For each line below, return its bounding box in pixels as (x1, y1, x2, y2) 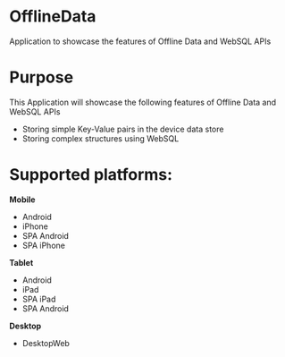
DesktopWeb (21, 337, 70, 348)
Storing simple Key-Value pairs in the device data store (21, 123, 224, 134)
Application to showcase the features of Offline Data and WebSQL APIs (9, 36, 272, 47)
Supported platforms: (9, 165, 172, 185)
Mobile (9, 194, 36, 205)
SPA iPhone (21, 240, 65, 251)
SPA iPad (21, 293, 56, 304)
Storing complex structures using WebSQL (21, 132, 180, 144)
